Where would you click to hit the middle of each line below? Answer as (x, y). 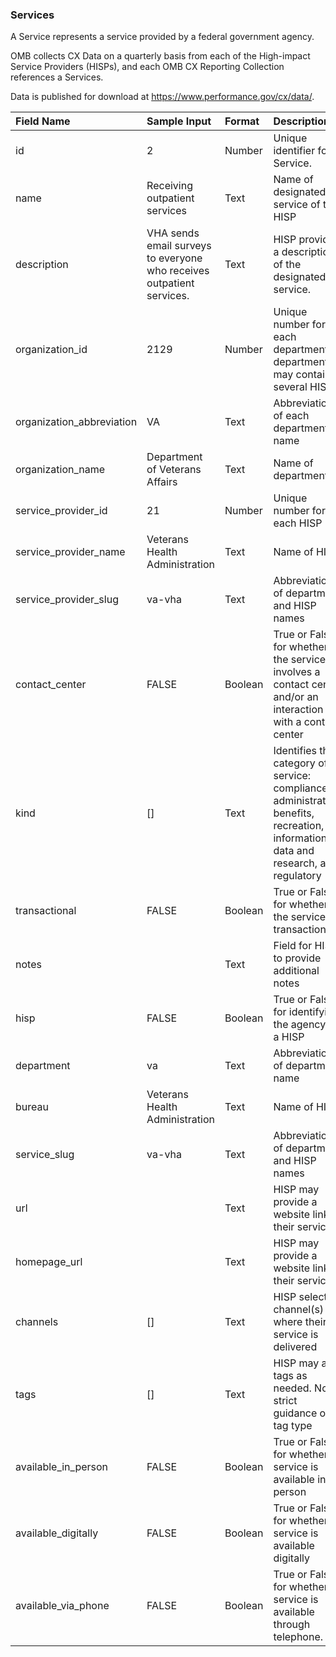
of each (291, 416)
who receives (178, 271)
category (294, 763)
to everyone (174, 258)
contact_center (51, 685)
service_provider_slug (67, 600)
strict (285, 1401)
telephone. (298, 1637)
